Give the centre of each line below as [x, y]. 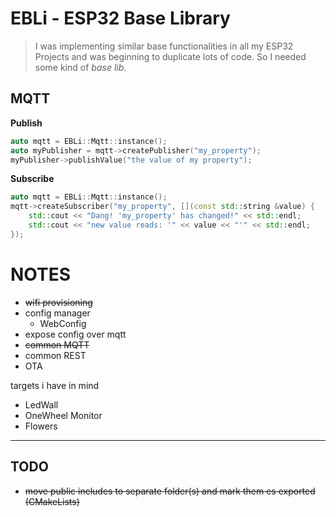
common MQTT [57, 344]
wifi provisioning [58, 302]
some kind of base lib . [80, 67]
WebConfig [63, 323]
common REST [55, 355]
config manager [57, 313]
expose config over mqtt [75, 334]
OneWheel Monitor [63, 415]
